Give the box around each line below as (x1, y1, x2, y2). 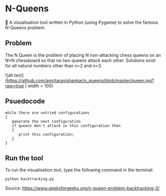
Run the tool (5, 154, 44, 162)
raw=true (5, 83, 24, 89)
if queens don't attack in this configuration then (11, 123, 121, 128)
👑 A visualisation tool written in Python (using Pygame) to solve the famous (5, 19, 159, 25)
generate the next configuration (11, 119, 81, 124)
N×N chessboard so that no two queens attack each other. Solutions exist (5, 57, 156, 63)
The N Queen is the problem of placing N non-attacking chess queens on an (5, 52, 161, 58)
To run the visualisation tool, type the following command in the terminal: (5, 167, 154, 173)
